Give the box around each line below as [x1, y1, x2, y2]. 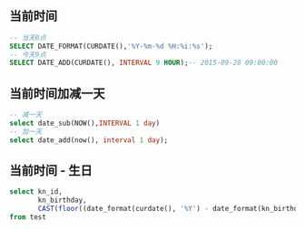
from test [9, 213, 47, 222]
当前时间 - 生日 [9, 163, 93, 178]
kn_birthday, [37, 196, 88, 205]
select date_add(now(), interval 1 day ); [9, 135, 169, 145]
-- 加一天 [9, 127, 43, 136]
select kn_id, [9, 187, 64, 196]
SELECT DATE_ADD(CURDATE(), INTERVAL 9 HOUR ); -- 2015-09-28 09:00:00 [9, 58, 279, 68]
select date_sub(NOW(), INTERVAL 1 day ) [9, 119, 161, 128]
